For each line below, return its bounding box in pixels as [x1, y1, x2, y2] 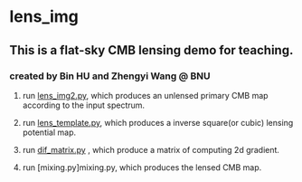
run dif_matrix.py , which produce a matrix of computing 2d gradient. [22, 144, 280, 155]
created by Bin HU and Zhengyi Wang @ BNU [9, 70, 211, 82]
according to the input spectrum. [22, 100, 146, 110]
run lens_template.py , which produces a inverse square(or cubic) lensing [22, 117, 294, 128]
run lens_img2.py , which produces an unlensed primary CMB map [22, 90, 269, 101]
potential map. [22, 127, 77, 138]
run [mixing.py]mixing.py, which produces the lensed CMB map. [22, 161, 262, 173]
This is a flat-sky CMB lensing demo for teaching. [9, 43, 294, 58]
